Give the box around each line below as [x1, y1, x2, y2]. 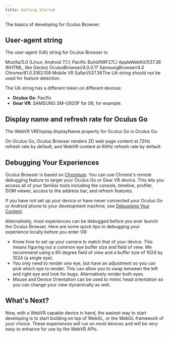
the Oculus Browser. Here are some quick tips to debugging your [5, 224, 140, 230]
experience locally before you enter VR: [5, 229, 88, 235]
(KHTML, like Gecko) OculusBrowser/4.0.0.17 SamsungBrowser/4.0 [5, 64, 145, 71]
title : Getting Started [5, 7, 55, 13]
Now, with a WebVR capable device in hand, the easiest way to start [5, 310, 146, 316]
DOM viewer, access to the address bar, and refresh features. [5, 188, 133, 194]
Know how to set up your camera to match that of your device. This [12, 239, 153, 245]
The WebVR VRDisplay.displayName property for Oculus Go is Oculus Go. [5, 129, 158, 135]
